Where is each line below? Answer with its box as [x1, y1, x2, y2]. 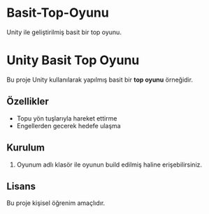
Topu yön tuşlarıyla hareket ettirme [16, 114, 117, 123]
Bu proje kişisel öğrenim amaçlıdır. [6, 199, 106, 207]
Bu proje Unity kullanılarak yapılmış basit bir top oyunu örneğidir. [6, 75, 194, 84]
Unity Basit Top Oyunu [6, 52, 140, 68]
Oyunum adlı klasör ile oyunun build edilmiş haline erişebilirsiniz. [16, 160, 203, 169]
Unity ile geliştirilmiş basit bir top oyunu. [6, 28, 122, 36]
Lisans [6, 180, 36, 192]
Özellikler [6, 95, 50, 107]
